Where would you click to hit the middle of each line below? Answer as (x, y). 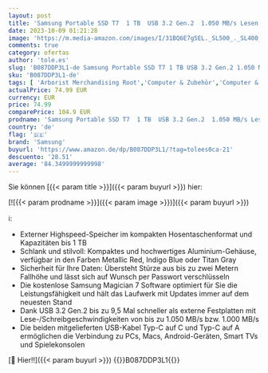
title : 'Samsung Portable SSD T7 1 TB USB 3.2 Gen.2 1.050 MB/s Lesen (134, 23)
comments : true (33, 46)
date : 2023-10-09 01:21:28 (53, 30)
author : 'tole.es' (39, 61)
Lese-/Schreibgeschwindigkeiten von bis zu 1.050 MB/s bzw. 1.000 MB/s (139, 319)
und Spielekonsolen (52, 345)
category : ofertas (39, 53)
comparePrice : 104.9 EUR (49, 113)
